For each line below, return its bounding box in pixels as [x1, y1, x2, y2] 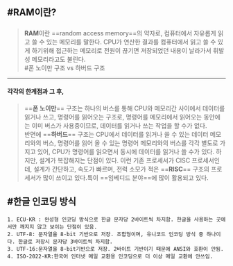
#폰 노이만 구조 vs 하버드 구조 [24, 63, 105, 72]
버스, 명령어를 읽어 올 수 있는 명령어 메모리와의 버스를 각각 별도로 [42, 138, 218, 147]
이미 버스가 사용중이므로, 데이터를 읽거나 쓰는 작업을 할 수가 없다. [31, 121, 207, 130]
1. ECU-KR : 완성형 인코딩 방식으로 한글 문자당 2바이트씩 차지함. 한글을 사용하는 [7, 216, 214, 223]
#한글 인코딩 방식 [7, 196, 76, 208]
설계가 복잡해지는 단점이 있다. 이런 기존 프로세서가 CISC [39, 156, 191, 165]
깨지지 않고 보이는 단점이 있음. [19, 223, 98, 231]
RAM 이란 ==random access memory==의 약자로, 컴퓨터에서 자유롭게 [24, 28, 216, 37]
